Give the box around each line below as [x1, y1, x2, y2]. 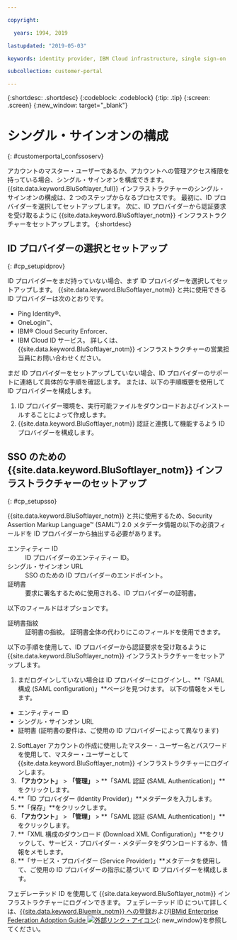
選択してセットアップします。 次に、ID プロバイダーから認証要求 [37, 202, 226, 211]
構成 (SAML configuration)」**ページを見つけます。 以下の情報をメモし [17, 684, 226, 692]
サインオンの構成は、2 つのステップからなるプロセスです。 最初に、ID [7, 193, 212, 202]
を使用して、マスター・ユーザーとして [17, 750, 129, 758]
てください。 [7, 924, 45, 933]
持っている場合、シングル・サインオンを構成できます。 [7, 175, 168, 184]
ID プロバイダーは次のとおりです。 [7, 294, 108, 302]
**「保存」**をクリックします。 [17, 803, 111, 812]
